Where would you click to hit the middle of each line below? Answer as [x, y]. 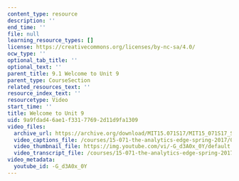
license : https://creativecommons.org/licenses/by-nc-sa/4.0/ [101, 47]
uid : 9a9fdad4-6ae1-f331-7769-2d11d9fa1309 [73, 120]
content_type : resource [43, 14]
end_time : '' [27, 27]
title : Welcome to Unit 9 [46, 113]
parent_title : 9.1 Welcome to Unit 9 [63, 73]
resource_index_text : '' [44, 93]
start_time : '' [30, 107]
